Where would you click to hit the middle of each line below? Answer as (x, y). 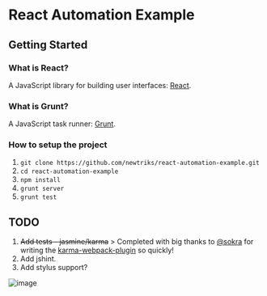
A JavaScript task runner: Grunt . (62, 124)
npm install (40, 180)
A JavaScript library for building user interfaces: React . (100, 85)
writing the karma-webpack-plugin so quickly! (97, 250)
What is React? (38, 68)
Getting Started (48, 45)
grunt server (42, 189)
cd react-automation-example (69, 171)
